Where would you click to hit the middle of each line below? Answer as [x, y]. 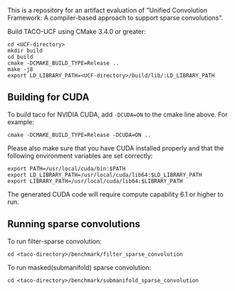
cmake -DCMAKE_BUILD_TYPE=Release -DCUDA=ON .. [79, 135]
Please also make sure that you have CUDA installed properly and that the [116, 148]
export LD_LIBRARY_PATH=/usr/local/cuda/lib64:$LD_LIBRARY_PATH [105, 175]
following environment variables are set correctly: [80, 155]
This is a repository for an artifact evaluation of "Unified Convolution [108, 10]
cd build [20, 57]
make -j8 [20, 70]
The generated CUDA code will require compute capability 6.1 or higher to [115, 194]
